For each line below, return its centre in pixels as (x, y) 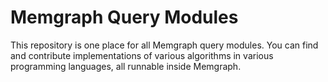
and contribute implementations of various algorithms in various (142, 55)
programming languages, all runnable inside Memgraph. (126, 66)
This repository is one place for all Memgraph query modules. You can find (164, 45)
